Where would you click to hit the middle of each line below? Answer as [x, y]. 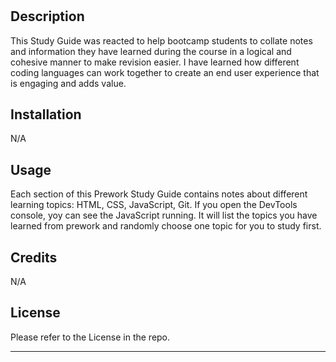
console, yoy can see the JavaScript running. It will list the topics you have [164, 215]
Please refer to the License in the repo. [90, 337]
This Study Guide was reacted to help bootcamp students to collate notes [161, 40]
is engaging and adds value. [68, 83]
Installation [46, 114]
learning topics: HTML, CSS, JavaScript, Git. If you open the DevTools [154, 205]
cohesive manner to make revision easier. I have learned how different [155, 62]
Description [47, 16]
